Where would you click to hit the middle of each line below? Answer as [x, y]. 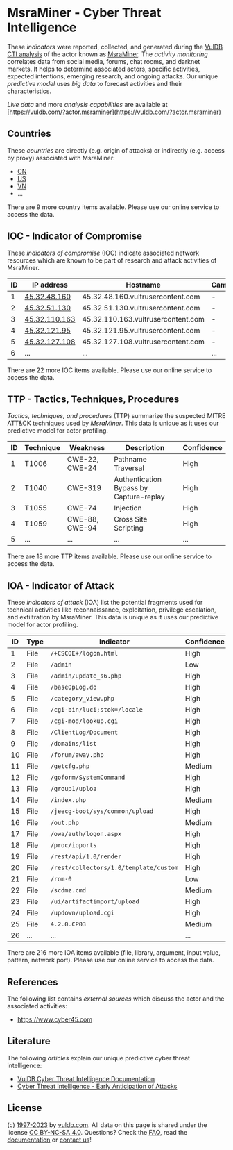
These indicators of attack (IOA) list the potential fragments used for [105, 603]
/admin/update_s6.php [86, 676]
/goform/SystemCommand [88, 778]
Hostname [143, 285]
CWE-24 [82, 468]
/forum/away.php [77, 755]
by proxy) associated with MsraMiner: [61, 158]
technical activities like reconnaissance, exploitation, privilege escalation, [112, 610]
